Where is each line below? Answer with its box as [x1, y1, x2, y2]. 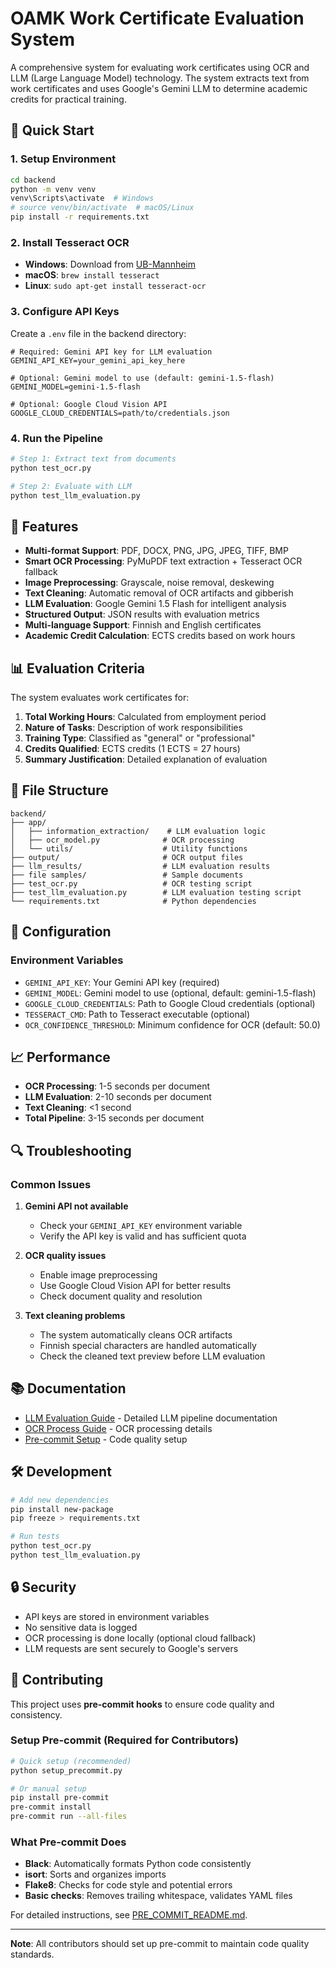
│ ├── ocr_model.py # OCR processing [10, 835, 235, 845]
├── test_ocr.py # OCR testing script [10, 878, 253, 889]
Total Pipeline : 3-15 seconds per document [24, 1112, 205, 1124]
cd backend [10, 175, 56, 185]
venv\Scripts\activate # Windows [10, 193, 155, 204]
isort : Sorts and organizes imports [24, 1868, 167, 1881]
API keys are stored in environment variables [24, 1610, 210, 1622]
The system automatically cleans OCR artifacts [39, 1329, 233, 1341]
